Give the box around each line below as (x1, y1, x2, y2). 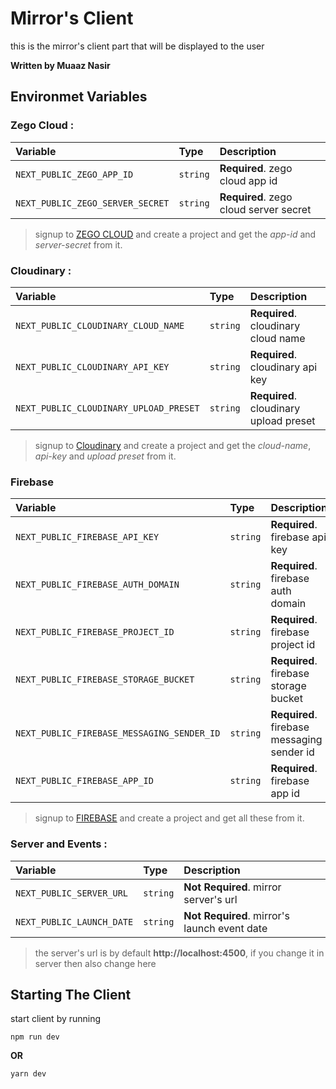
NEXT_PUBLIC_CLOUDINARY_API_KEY (15, 361, 170, 372)
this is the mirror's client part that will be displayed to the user (10, 40, 265, 52)
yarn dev (10, 1069, 47, 1079)
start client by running (10, 1013, 102, 1025)
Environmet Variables (10, 88, 148, 106)
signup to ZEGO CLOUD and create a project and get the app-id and (34, 228, 317, 240)
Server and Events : (10, 837, 108, 851)
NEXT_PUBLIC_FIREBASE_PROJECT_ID (15, 627, 175, 638)
